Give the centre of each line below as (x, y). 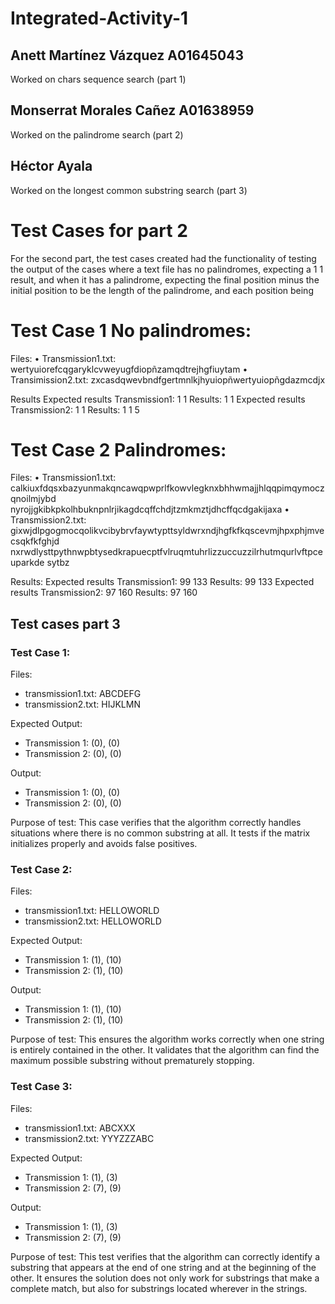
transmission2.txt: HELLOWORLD (93, 921)
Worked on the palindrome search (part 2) (97, 134)
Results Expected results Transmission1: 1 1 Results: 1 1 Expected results (158, 399)
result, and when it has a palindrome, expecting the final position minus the (165, 279)
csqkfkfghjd (35, 541)
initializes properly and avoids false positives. (104, 844)
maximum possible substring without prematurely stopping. (132, 1061)
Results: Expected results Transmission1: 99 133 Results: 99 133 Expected (162, 582)
